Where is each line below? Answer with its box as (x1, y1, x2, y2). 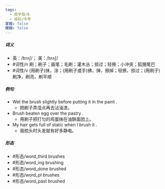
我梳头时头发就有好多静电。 (19, 127, 77, 134)
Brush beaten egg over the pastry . (12, 110, 84, 117)
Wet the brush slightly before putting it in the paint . (12, 99, 117, 105)
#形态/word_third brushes (12, 153, 65, 159)
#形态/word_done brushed (12, 166, 67, 172)
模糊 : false (5, 26, 28, 31)
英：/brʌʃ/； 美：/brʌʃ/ (12, 55, 58, 61)
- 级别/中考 (9, 16, 31, 21)
